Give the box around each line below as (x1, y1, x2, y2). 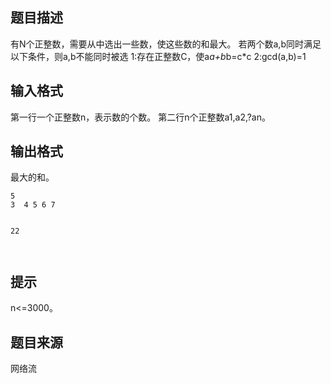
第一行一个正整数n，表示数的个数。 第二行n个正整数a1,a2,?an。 (10, 111, 272, 123)
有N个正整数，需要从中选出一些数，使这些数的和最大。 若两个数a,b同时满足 (10, 38, 322, 50)
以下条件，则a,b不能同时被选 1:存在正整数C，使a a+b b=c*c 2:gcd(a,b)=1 (10, 50, 307, 62)
